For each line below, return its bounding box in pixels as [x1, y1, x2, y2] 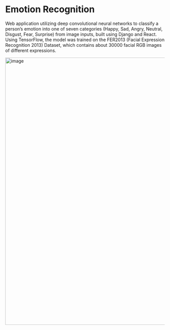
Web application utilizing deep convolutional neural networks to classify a [5, 20, 158, 26]
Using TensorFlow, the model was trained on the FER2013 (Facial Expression [5, 37, 165, 43]
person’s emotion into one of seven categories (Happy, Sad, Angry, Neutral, [5, 25, 163, 32]
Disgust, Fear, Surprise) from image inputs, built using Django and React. [5, 31, 157, 37]
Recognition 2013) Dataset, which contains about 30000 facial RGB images [5, 42, 162, 48]
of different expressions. [5, 47, 57, 53]
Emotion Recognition [5, 4, 95, 15]
